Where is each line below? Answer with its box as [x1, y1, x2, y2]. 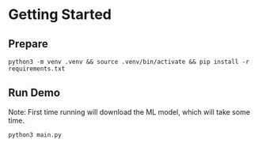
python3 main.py [8, 130, 62, 139]
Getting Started [8, 6, 112, 24]
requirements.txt [8, 65, 66, 73]
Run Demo [8, 86, 61, 100]
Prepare [8, 37, 49, 51]
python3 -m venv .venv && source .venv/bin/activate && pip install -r [8, 58, 249, 66]
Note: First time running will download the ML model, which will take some [8, 107, 251, 116]
